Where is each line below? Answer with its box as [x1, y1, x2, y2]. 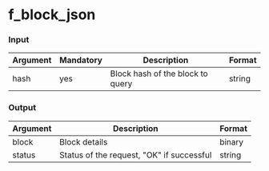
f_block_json [8, 6, 96, 24]
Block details [59, 136, 108, 147]
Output [8, 102, 37, 113]
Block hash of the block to [110, 68, 208, 79]
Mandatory [59, 54, 102, 66]
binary [219, 136, 244, 147]
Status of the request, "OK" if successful [59, 149, 212, 161]
